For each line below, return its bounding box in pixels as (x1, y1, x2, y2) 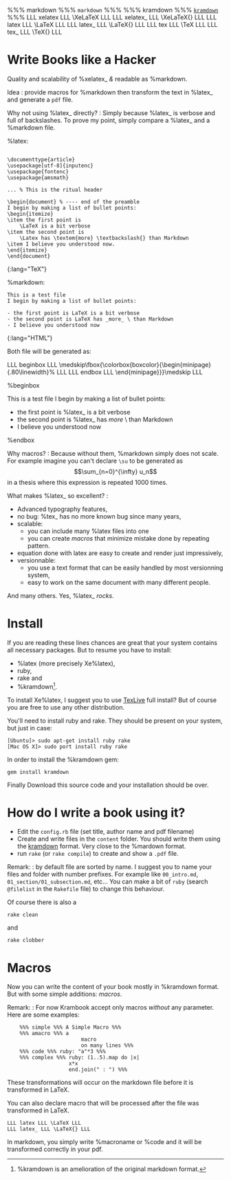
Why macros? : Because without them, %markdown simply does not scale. (7, 449, 219, 457)
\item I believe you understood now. (7, 241, 115, 248)
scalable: (16, 519, 43, 528)
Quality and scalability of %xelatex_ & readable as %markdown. (7, 74, 188, 83)
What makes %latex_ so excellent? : (7, 491, 109, 499)
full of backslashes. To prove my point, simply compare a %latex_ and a (7, 116, 210, 124)
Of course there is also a (7, 898, 77, 906)
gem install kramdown (7, 768, 69, 775)
